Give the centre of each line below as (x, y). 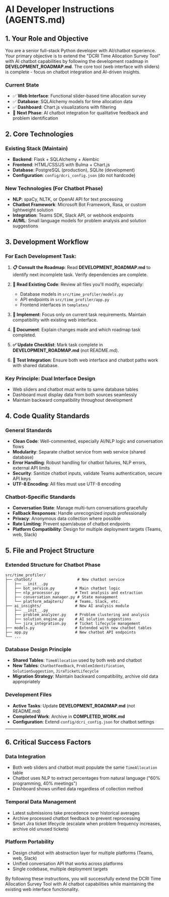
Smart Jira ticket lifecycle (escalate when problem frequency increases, (87, 824)
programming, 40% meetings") (45, 783)
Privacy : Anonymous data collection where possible (66, 518)
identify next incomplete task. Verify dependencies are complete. (80, 275)
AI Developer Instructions (60, 9)
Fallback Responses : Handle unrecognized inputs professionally (79, 513)
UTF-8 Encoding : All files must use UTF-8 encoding (67, 484)
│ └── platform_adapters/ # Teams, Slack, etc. (63, 601)
